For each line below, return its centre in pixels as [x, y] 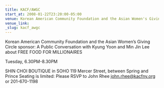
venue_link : [17, 23]
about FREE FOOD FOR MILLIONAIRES [44, 52]
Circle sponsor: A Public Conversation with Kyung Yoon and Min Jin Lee [77, 47]
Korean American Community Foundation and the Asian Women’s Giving [78, 42]
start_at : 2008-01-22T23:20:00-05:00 [43, 14]
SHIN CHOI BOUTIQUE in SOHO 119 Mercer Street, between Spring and [77, 71]
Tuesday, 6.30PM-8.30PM [31, 62]
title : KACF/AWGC [23, 10]
